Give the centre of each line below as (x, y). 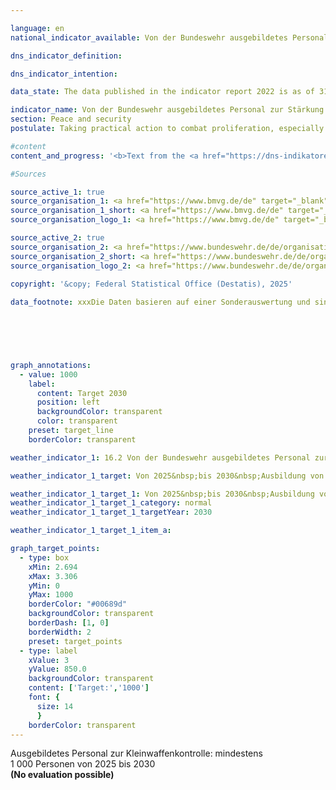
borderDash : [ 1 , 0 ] (69, 623)
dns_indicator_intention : (64, 74)
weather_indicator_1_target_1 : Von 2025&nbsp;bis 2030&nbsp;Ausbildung (162, 494)
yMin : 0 (44, 586)
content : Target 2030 (82, 393)
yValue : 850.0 (57, 669)
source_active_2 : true (57, 238)
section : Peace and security (71, 119)
